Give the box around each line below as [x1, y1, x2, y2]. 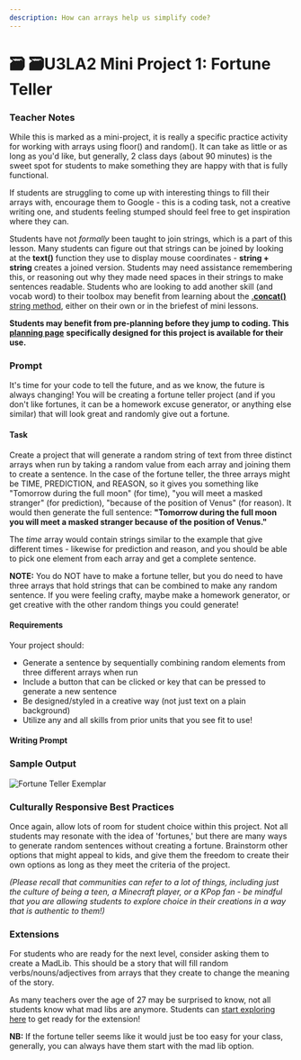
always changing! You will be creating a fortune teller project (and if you [9, 389, 276, 401]
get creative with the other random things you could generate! [9, 599, 240, 610]
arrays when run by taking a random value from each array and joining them [9, 458, 291, 469]
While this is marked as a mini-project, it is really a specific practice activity [9, 131, 288, 142]
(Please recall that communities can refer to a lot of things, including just [9, 877, 279, 887]
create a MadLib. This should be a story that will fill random [9, 958, 229, 969]
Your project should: [9, 639, 84, 650]
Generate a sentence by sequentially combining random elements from [22, 657, 286, 667]
